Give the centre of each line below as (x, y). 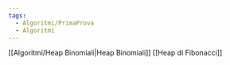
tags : (17, 15)
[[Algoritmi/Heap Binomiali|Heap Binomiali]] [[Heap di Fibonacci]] (115, 53)
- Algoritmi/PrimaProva (55, 23)
